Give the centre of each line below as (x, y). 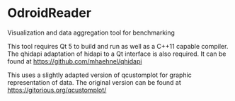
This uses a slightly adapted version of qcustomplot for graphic (100, 75)
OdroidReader (50, 13)
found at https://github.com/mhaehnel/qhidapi (75, 61)
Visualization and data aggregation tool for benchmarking (91, 32)
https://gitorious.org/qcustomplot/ (57, 90)
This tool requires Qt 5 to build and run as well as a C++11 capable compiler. (118, 46)
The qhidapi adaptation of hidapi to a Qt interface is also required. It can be (117, 54)
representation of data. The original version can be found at (94, 82)
